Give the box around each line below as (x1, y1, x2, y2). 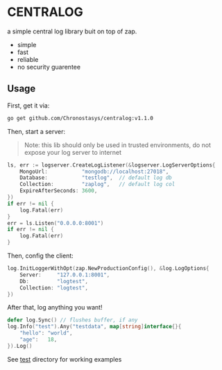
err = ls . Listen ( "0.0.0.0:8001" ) (7, 219, 104, 226)
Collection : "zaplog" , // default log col (19, 181, 176, 188)
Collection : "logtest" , (19, 284, 89, 292)
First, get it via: (7, 101, 50, 110)
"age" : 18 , (19, 336, 58, 343)
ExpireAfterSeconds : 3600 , (19, 187, 98, 194)
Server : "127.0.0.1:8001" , (19, 271, 110, 278)
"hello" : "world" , (19, 330, 73, 337)
